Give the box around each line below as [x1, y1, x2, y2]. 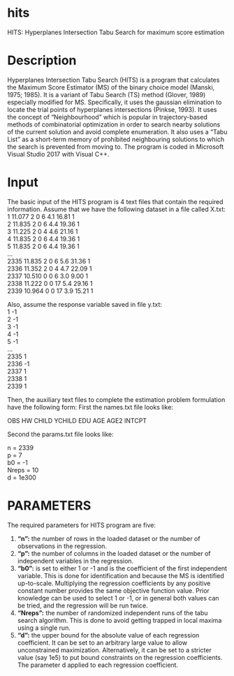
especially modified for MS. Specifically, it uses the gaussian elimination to [7, 98, 222, 106]
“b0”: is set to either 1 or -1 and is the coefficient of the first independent [17, 564, 228, 573]
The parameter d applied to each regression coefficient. [17, 661, 179, 669]
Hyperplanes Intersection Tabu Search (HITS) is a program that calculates [7, 75, 220, 84]
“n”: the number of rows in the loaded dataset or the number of [17, 534, 200, 542]
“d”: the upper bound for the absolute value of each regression [17, 631, 200, 639]
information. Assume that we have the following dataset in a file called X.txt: [7, 205, 226, 213]
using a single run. [17, 624, 71, 632]
